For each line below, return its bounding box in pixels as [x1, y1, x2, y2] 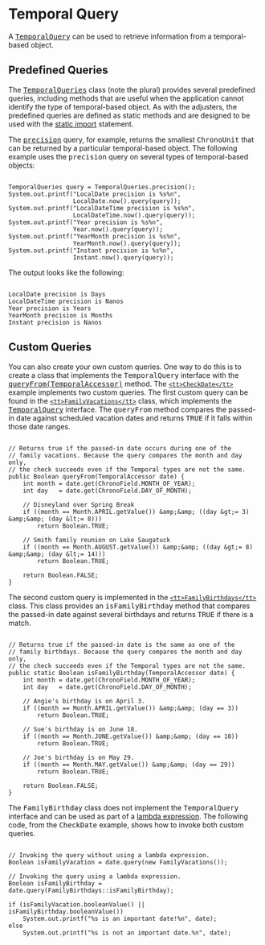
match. [8, 618, 31, 628]
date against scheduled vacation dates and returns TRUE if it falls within [15, 412, 253, 423]
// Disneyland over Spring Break [22, 500, 135, 508]
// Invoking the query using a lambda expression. [8, 872, 181, 881]
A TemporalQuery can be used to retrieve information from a [8, 31, 212, 41]
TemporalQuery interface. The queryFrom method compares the [8, 404, 227, 414]
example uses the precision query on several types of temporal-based [8, 151, 249, 161]
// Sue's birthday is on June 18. [22, 725, 138, 733]
